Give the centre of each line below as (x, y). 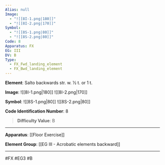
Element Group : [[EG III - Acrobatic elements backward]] (63, 144)
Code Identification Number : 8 (37, 111)
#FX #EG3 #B (19, 158)
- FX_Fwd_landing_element (36, 64)
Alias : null (17, 10)
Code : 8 (13, 42)
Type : (11, 60)
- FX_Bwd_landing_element (36, 69)
